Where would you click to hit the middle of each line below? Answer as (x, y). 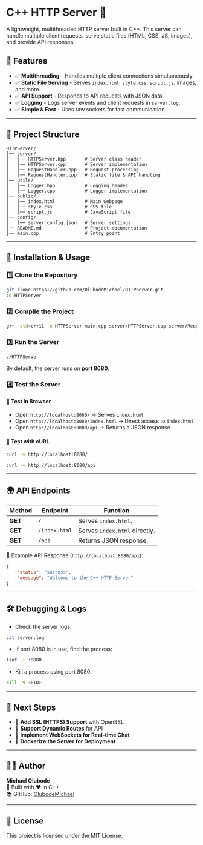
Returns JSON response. (113, 540)
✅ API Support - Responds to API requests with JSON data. (89, 96)
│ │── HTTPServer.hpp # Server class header (74, 159)
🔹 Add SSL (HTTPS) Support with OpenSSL (69, 722)
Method (21, 511)
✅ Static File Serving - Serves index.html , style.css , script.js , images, (106, 82)
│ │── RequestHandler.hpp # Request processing (72, 170)
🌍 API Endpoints (38, 490)
